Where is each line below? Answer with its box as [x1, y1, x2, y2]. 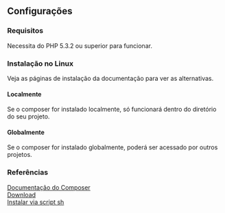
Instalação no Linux [7, 58, 74, 68]
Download [7, 190, 36, 199]
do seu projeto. [7, 112, 50, 121]
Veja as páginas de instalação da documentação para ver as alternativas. [7, 74, 214, 82]
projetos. [7, 151, 32, 159]
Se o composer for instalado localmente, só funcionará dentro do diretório [7, 105, 217, 114]
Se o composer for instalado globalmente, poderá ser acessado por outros [7, 143, 218, 151]
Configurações [7, 5, 73, 17]
